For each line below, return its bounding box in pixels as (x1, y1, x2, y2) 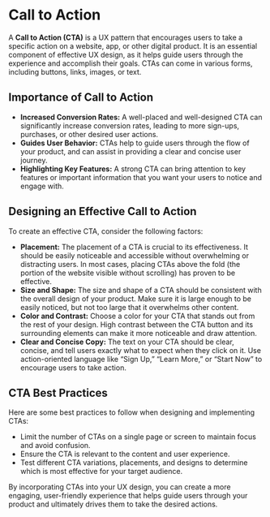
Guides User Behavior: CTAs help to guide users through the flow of (19, 138, 250, 148)
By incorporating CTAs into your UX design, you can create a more (8, 482, 231, 492)
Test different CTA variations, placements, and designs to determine (19, 458, 248, 467)
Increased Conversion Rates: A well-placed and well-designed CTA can (19, 112, 263, 122)
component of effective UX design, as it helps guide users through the (8, 50, 243, 59)
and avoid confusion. (19, 441, 91, 450)
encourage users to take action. (19, 363, 127, 373)
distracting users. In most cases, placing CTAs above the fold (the (19, 259, 241, 269)
